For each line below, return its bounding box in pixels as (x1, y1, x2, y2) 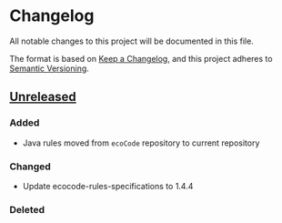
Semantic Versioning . (9, 63, 89, 74)
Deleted (9, 203, 45, 216)
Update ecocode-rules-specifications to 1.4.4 (22, 180, 194, 191)
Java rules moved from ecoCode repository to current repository (22, 137, 260, 148)
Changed (9, 160, 52, 173)
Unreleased (9, 89, 77, 105)
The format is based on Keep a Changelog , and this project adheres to (9, 53, 273, 64)
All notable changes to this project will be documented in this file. (9, 35, 255, 46)
